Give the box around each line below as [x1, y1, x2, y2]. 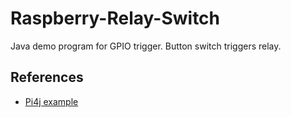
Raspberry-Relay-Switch [10, 7, 221, 30]
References [10, 69, 84, 86]
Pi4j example [24, 95, 79, 107]
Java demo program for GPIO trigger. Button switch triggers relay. [10, 40, 282, 52]
